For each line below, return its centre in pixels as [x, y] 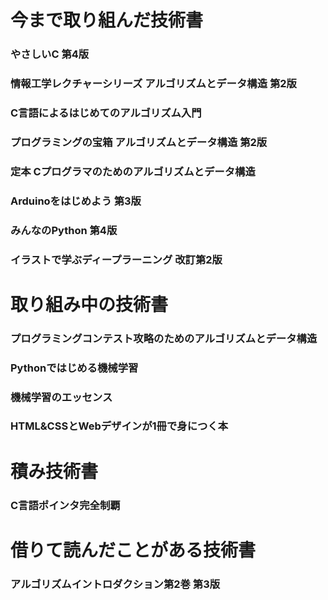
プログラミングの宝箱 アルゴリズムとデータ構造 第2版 [139, 142]
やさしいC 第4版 [50, 54]
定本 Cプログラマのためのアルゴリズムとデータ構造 [133, 171]
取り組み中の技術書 [89, 304]
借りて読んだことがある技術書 [133, 550]
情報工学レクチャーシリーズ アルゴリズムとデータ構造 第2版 [153, 84]
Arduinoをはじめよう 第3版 [76, 201]
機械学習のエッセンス [61, 397]
